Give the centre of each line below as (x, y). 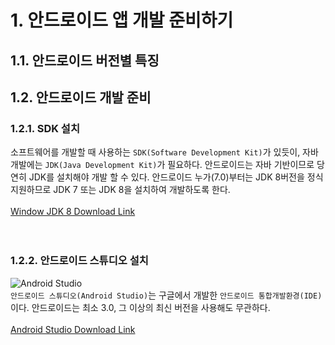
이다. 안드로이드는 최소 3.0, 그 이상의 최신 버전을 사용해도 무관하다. (140, 307)
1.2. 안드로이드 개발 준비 (81, 97)
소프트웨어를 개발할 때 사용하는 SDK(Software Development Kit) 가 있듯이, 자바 (164, 152)
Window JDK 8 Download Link (73, 212)
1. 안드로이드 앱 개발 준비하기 (122, 20)
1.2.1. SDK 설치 (45, 128)
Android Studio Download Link (73, 329)
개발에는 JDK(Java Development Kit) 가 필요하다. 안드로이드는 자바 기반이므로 (162, 165)
